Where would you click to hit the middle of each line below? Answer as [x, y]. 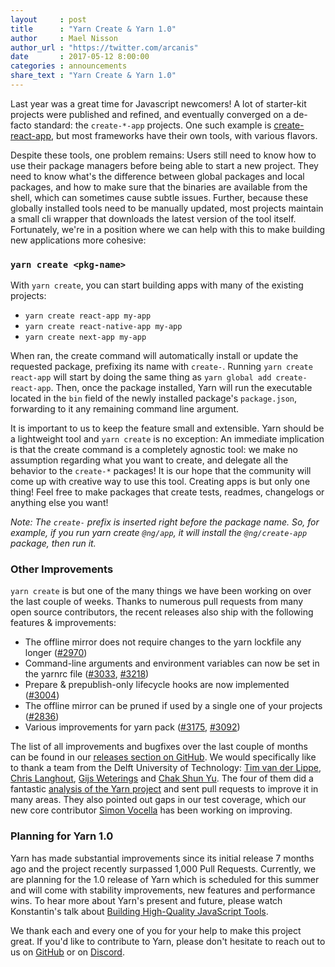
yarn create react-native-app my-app [103, 327]
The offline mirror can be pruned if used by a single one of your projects [173, 706]
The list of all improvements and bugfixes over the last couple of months [159, 747]
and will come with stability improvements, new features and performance [163, 890]
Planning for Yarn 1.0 [62, 836]
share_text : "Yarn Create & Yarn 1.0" [93, 76]
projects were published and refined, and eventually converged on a [151, 114]
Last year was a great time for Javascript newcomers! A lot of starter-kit [158, 103]
